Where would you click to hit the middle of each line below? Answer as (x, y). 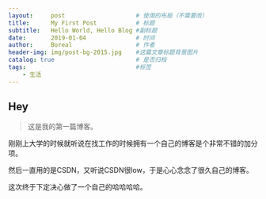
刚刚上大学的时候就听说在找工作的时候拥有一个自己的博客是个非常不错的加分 (133, 144)
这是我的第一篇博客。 (62, 127)
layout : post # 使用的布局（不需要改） (108, 15)
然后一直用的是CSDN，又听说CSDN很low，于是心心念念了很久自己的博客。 (131, 170)
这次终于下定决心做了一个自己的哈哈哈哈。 (78, 187)
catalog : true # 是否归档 (87, 60)
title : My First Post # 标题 (82, 23)
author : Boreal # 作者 (82, 45)
